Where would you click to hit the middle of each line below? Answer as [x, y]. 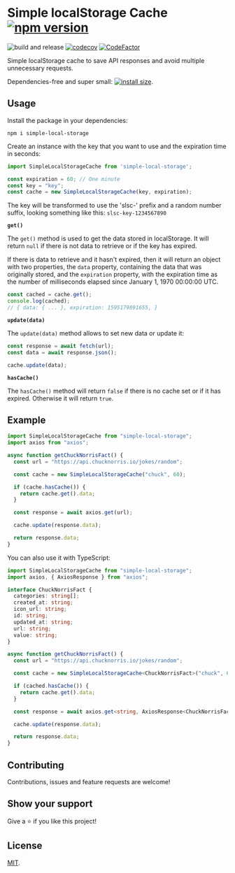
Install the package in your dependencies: [67, 120]
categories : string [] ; [47, 596]
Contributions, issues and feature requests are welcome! [89, 782]
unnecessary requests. [40, 68]
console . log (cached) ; [39, 301]
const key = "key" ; [36, 186]
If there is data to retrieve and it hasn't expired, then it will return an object [114, 259]
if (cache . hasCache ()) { [50, 487]
